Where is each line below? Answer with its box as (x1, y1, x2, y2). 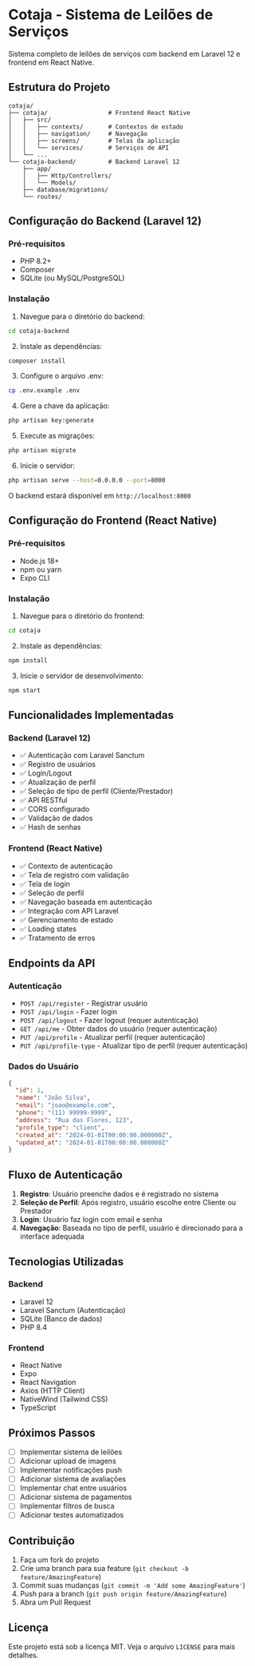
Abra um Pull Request (19, 1597, 92, 1607)
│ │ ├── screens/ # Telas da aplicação (8, 137, 180, 145)
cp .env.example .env (8, 387, 80, 395)
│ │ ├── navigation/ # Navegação (8, 129, 148, 137)
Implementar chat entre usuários (19, 1483, 127, 1493)
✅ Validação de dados (19, 813, 93, 823)
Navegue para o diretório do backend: (19, 311, 145, 321)
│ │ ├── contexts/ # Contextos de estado (8, 122, 183, 131)
